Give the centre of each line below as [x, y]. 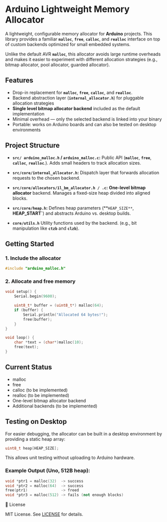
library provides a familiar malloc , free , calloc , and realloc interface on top [83, 39]
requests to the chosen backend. [46, 178]
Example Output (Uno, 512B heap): [48, 470]
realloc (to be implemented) [41, 395]
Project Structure [32, 145]
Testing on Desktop [36, 422]
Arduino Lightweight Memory [67, 9]
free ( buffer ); [38, 319]
